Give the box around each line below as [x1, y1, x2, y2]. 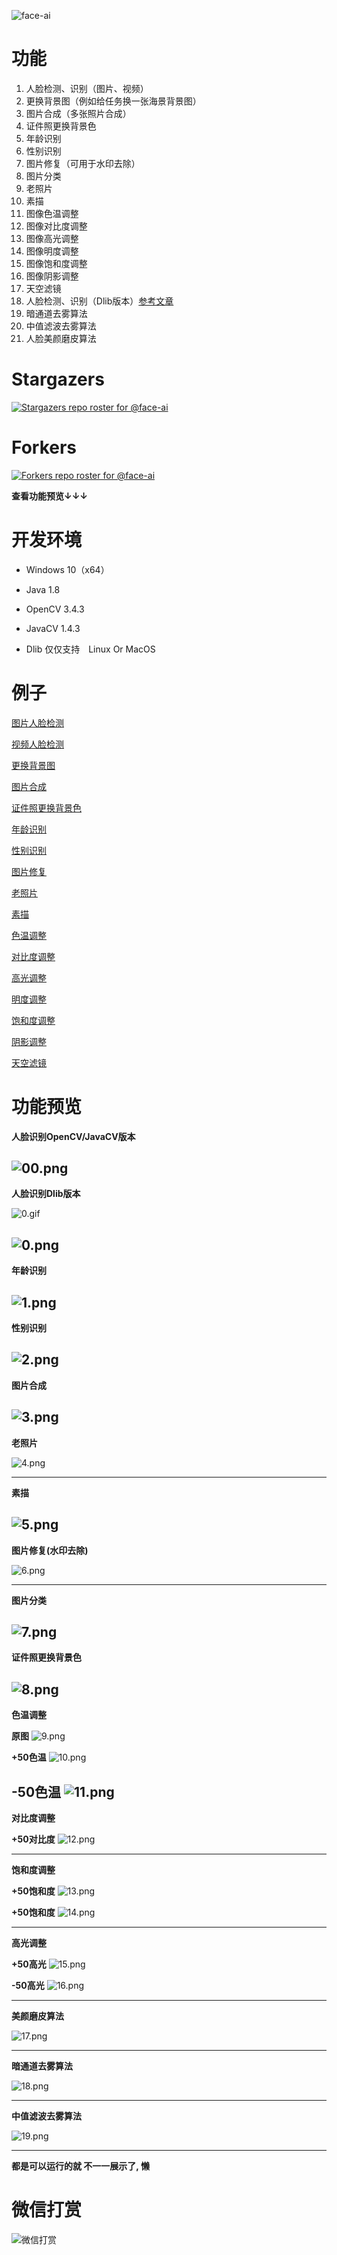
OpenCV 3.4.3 [25, 603, 85, 615]
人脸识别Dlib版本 [11, 1188, 81, 1200]
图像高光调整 [25, 232, 79, 244]
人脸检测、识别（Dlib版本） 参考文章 [25, 295, 174, 307]
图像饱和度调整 [25, 257, 88, 269]
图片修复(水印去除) [11, 1544, 89, 1556]
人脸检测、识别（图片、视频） [25, 82, 149, 94]
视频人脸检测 [11, 738, 64, 750]
